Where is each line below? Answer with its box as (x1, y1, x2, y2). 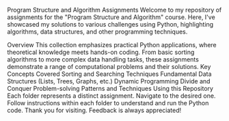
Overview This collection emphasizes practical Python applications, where (7, 41, 217, 49)
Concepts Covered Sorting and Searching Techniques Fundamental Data (7, 70, 212, 78)
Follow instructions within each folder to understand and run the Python (7, 99, 209, 107)
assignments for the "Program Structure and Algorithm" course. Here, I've (7, 13, 215, 21)
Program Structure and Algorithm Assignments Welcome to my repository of (7, 6, 222, 14)
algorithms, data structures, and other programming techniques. (7, 27, 188, 36)
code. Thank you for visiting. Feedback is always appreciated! (7, 106, 182, 114)
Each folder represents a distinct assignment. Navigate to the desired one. (7, 92, 216, 100)
